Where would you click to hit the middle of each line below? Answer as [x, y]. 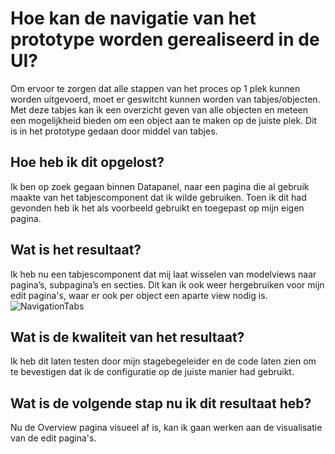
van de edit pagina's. [53, 438]
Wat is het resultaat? [76, 250]
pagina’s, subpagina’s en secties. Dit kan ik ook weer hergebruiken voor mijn [167, 284]
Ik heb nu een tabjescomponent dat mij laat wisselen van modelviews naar [163, 274]
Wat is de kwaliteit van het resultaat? [127, 337]
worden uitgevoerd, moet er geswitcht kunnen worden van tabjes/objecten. [165, 99]
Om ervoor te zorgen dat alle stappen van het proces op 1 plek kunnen [155, 88]
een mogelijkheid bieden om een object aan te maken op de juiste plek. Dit [164, 120]
